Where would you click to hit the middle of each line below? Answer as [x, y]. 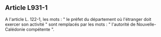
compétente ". [40, 29]
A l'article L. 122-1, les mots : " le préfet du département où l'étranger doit [78, 19]
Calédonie [15, 29]
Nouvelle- [146, 24]
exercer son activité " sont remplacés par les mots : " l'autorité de [70, 24]
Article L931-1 [26, 8]
